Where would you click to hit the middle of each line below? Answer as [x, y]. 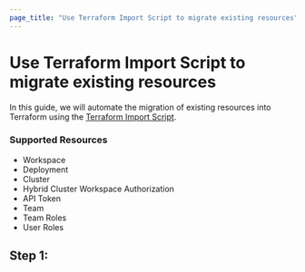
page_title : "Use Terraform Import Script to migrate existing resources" [154, 18]
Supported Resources [59, 140]
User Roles [43, 227]
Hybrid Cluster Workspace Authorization [98, 189]
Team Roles [44, 218]
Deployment [45, 170]
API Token [42, 198]
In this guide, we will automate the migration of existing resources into [140, 107]
